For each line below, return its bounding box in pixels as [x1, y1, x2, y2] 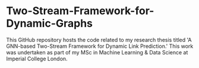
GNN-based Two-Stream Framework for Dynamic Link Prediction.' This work [6, 43, 194, 50]
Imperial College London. [6, 55, 68, 62]
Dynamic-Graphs [6, 17, 93, 30]
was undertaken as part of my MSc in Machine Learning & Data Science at [6, 48, 188, 56]
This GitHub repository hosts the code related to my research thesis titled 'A [6, 36, 192, 43]
